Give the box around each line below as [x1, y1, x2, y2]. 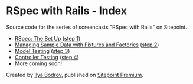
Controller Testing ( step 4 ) [14, 53, 79, 61]
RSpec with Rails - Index [6, 4, 127, 18]
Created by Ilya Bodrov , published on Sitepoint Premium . [6, 71, 143, 78]
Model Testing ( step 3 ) [14, 47, 70, 54]
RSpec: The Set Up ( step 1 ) [14, 35, 81, 42]
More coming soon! [14, 60, 63, 67]
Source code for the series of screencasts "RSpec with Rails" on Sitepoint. [6, 23, 187, 31]
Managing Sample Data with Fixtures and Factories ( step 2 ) [14, 41, 159, 48]
